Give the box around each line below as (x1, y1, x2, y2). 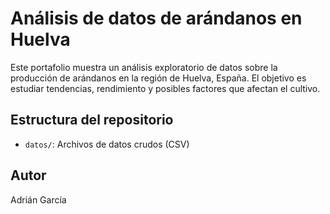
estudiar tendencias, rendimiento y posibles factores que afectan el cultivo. (10, 82, 321, 94)
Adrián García (10, 193, 67, 206)
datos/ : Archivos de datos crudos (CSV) (24, 138, 190, 150)
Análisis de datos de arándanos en (10, 7, 303, 30)
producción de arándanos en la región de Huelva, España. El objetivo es (10, 72, 307, 84)
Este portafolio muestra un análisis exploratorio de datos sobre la (10, 61, 278, 73)
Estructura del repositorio (10, 112, 174, 129)
